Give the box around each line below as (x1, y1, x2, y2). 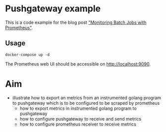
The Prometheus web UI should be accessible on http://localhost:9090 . (5, 61, 151, 67)
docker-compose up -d (5, 52, 50, 57)
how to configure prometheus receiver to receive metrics (19, 121, 136, 127)
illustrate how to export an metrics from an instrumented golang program (12, 95, 162, 101)
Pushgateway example (5, 3, 101, 14)
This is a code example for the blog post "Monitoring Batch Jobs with (5, 19, 147, 25)
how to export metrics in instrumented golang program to (19, 105, 137, 111)
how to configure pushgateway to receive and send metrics (19, 116, 142, 122)
